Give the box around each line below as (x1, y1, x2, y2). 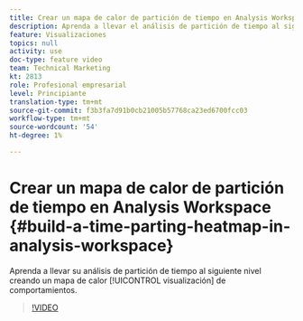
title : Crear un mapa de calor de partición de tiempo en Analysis (9, 13, 269, 23)
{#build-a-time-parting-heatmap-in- (9, 216, 291, 237)
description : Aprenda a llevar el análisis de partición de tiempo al (9, 22, 280, 31)
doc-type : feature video (9, 55, 103, 64)
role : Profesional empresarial (9, 80, 127, 90)
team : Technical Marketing (9, 64, 111, 73)
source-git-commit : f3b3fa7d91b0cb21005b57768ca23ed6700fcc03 (9, 106, 248, 115)
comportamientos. (9, 284, 78, 295)
